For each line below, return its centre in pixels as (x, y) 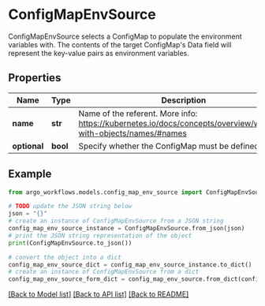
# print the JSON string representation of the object (100, 235)
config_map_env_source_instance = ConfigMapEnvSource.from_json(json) (127, 229)
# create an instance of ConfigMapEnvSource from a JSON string (116, 221)
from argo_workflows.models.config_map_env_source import (105, 192)
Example (30, 174)
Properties (35, 78)
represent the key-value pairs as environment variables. (99, 53)
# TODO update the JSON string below (70, 207)
